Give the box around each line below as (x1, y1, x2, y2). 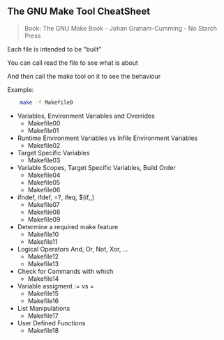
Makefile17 (27, 311, 59, 320)
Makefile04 (27, 171, 61, 179)
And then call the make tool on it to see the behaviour (7, 72, 161, 80)
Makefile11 (27, 237, 58, 246)
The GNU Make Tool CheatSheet (7, 6, 151, 17)
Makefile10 (27, 230, 59, 238)
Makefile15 (27, 289, 59, 297)
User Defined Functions (17, 318, 86, 327)
